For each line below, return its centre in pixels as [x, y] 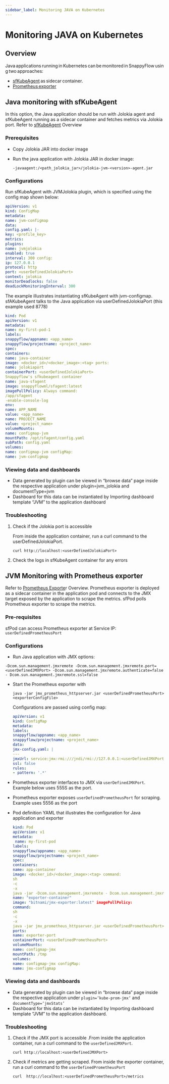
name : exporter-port [34, 935]
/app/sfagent [19, 396]
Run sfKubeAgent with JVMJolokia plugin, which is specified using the [78, 192]
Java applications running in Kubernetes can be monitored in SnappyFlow [80, 66]
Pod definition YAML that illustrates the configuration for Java [76, 813]
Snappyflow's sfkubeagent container [44, 377]
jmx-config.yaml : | [33, 750]
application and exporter [38, 818]
